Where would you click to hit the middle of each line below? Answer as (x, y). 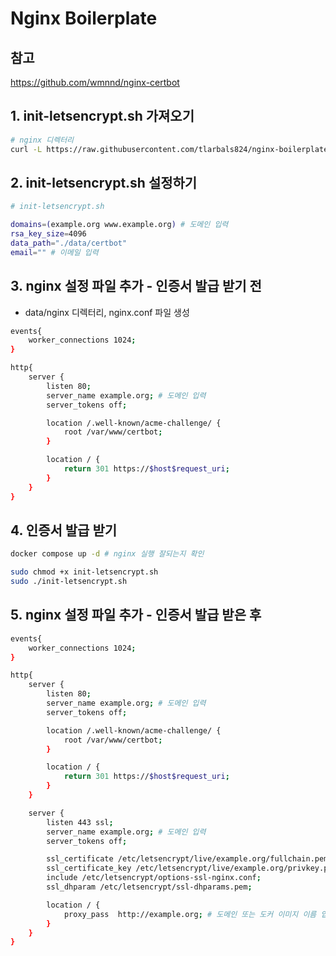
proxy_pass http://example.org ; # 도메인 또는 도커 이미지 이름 (190, 914)
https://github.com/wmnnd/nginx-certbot (95, 82)
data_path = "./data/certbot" (69, 243)
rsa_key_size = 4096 (48, 234)
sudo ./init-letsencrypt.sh (69, 582)
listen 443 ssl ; (80, 822)
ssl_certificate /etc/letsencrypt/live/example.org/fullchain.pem (187, 859)
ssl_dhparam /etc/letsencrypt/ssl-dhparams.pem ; (149, 887)
